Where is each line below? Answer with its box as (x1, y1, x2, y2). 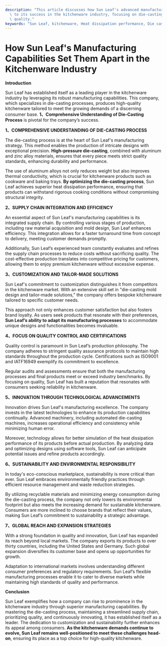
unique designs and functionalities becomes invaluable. (5, 323, 119, 328)
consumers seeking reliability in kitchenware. (5, 384, 98, 390)
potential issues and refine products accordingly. (5, 451, 105, 457)
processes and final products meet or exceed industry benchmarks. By (5, 374, 151, 380)
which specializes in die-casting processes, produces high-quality (5, 100, 141, 106)
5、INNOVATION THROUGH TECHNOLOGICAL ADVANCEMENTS (5, 395, 140, 401)
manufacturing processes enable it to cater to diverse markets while (5, 574, 145, 580)
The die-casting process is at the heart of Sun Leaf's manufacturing (5, 137, 145, 143)
